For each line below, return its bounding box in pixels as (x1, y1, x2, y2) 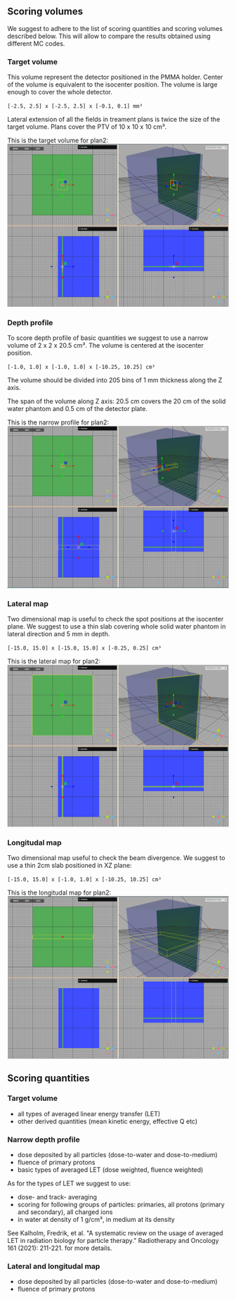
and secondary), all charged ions (17, 1207, 113, 1216)
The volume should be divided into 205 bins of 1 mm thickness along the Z (7, 376, 223, 384)
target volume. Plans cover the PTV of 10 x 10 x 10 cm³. (7, 122, 167, 131)
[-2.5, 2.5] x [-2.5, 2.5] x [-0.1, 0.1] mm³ (7, 103, 143, 110)
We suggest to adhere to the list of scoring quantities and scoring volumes (7, 24, 223, 32)
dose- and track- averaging (17, 1192, 97, 1201)
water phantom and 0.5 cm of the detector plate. (7, 404, 147, 412)
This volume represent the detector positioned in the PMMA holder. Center (7, 73, 223, 82)
